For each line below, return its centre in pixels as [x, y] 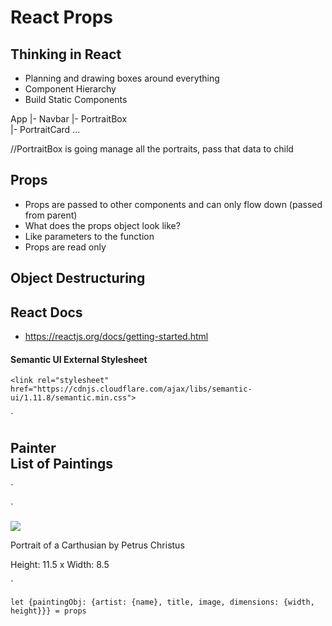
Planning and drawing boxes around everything [122, 78]
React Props [61, 17]
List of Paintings [61, 463]
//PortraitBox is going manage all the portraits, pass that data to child [152, 149]
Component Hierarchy [70, 89]
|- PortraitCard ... [45, 129]
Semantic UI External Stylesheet [79, 359]
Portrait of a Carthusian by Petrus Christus [97, 545]
